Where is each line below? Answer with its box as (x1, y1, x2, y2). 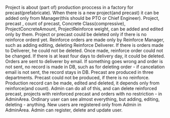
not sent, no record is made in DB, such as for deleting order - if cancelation (5, 64, 165, 70)
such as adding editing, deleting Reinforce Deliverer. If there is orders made (5, 42, 164, 48)
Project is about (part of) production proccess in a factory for (5, 5, 134, 10)
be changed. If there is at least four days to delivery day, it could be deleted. (5, 53, 165, 59)
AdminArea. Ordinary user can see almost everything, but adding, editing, (5, 96, 160, 102)
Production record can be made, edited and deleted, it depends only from (5, 80, 160, 86)
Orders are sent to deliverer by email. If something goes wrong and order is (5, 58, 163, 64)
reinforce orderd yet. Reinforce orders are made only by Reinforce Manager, (5, 37, 164, 43)
